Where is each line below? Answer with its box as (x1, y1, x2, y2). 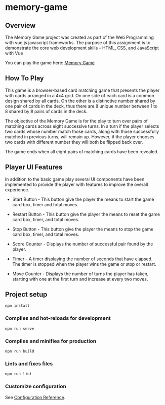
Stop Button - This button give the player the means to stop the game (12, 226, 154, 232)
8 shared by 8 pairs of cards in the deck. (5, 108, 88, 114)
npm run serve (5, 326, 35, 331)
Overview (5, 21, 36, 30)
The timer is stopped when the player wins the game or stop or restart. (12, 261, 157, 267)
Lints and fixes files (5, 360, 53, 367)
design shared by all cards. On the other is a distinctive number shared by (5, 98, 156, 104)
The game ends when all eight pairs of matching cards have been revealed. (5, 148, 159, 155)
